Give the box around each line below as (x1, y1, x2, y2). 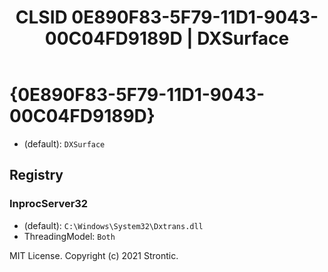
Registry (9, 167, 64, 184)
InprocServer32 (9, 197, 89, 211)
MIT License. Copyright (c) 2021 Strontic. (9, 249, 179, 261)
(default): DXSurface (23, 137, 106, 150)
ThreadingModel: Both (23, 230, 116, 242)
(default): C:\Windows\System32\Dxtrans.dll (23, 219, 204, 231)
